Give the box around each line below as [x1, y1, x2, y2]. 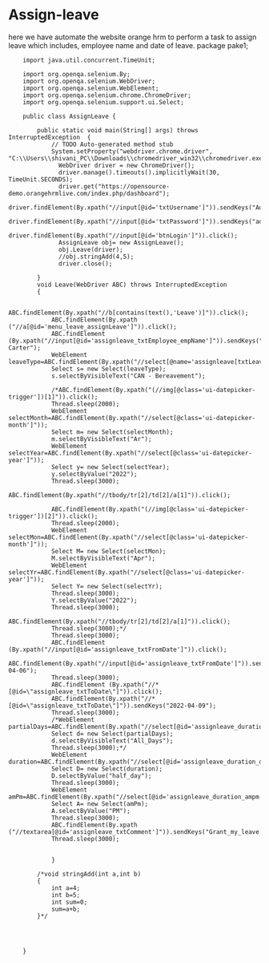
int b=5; [50, 891, 81, 899]
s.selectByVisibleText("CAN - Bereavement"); [50, 371, 206, 380]
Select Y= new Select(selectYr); [50, 582, 163, 590]
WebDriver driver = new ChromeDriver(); [58, 161, 195, 169]
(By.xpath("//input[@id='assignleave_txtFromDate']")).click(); [8, 645, 227, 653]
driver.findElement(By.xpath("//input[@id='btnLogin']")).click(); [8, 231, 239, 240]
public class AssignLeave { [22, 112, 116, 120]
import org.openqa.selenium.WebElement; [22, 84, 159, 92]
